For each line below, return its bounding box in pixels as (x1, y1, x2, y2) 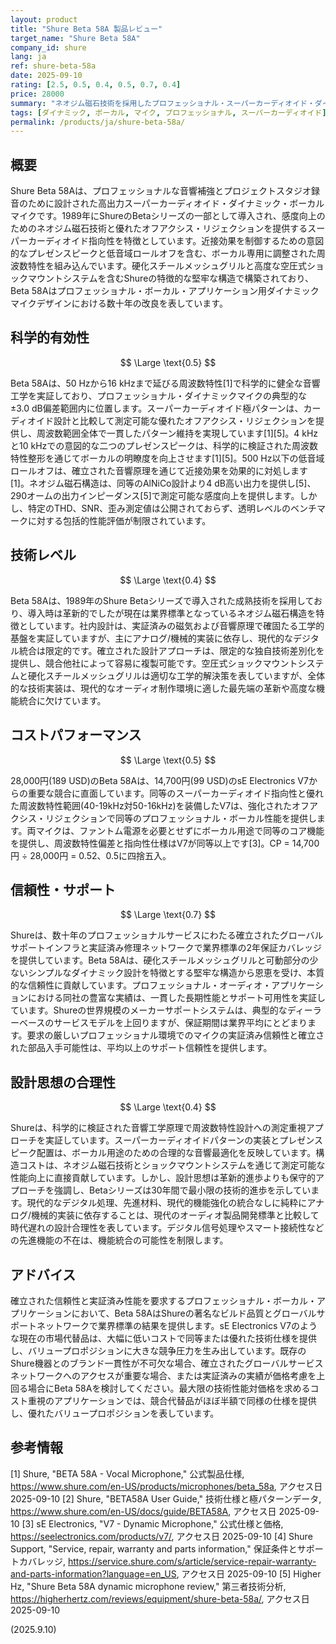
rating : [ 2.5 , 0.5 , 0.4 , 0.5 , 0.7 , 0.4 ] (10, 80, 182, 90)
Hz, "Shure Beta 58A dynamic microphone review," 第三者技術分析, (10, 1580, 287, 1592)
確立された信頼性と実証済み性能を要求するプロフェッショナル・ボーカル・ (10, 1294, 317, 1306)
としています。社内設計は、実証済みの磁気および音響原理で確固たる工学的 (18, 619, 325, 631)
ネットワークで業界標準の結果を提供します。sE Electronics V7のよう (36, 1319, 318, 1331)
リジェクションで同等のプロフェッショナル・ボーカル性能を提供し (44, 812, 317, 824)
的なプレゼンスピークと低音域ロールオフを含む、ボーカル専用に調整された (10, 247, 317, 260)
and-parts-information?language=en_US (10, 1567, 177, 1580)
